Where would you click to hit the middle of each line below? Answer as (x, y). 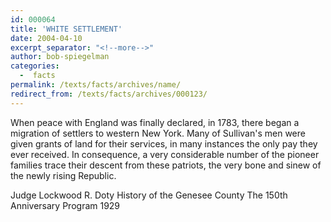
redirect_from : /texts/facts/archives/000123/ (109, 94)
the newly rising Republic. (63, 175)
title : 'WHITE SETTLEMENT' (66, 29)
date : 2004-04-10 (46, 38)
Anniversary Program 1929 (65, 205)
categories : (35, 66)
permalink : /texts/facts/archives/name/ (96, 85)
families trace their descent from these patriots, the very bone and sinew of (166, 165)
